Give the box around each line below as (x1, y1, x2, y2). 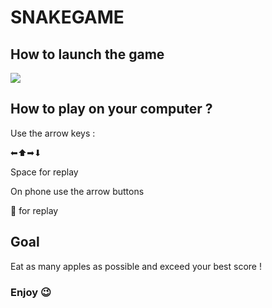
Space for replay (10, 166, 79, 178)
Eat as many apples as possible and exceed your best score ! (10, 260, 262, 272)
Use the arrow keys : (10, 127, 96, 139)
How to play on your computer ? (10, 101, 213, 118)
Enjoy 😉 (10, 285, 52, 299)
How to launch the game (10, 46, 165, 63)
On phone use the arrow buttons (10, 185, 145, 197)
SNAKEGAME (10, 6, 125, 29)
